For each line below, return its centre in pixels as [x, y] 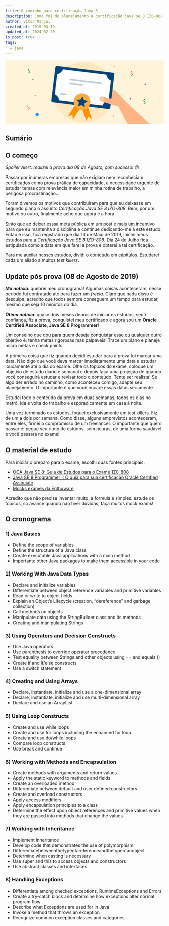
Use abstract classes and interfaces [50, 867]
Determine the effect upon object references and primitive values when [87, 810]
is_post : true [20, 37]
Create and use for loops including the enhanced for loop [72, 732]
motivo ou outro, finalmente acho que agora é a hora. [60, 214]
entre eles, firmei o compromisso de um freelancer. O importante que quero [84, 424]
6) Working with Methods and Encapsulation [61, 762]
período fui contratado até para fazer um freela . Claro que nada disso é [79, 294]
